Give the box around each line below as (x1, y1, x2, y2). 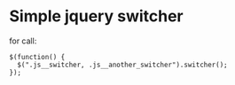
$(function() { (9, 52, 66, 61)
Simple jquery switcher (9, 6, 184, 27)
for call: (9, 35, 37, 46)
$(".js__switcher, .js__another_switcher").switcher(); (17, 60, 228, 69)
